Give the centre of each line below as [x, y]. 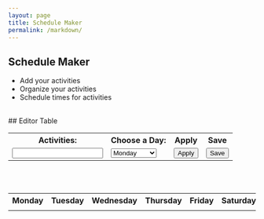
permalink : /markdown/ [45, 30]
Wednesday [114, 201]
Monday [28, 201]
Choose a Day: [139, 141]
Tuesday [68, 201]
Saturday [239, 201]
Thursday [163, 201]
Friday [202, 201]
